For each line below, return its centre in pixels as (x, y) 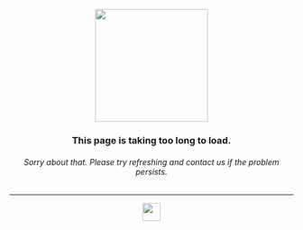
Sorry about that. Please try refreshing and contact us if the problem (151, 161)
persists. (151, 171)
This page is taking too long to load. (151, 140)
